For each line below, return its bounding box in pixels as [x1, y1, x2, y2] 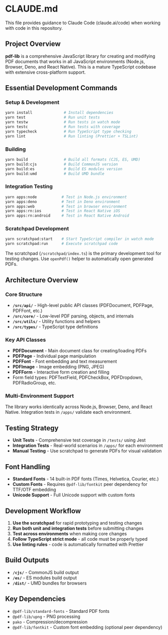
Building [5, 146, 26, 153]
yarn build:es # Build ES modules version [5, 166, 123, 171]
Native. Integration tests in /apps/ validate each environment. [5, 409, 132, 415]
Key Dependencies [5, 595, 66, 603]
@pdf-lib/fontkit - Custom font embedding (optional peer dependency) [12, 624, 162, 630]
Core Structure [5, 291, 43, 298]
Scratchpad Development [5, 225, 69, 232]
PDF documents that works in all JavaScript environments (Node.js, [5, 58, 145, 65]
